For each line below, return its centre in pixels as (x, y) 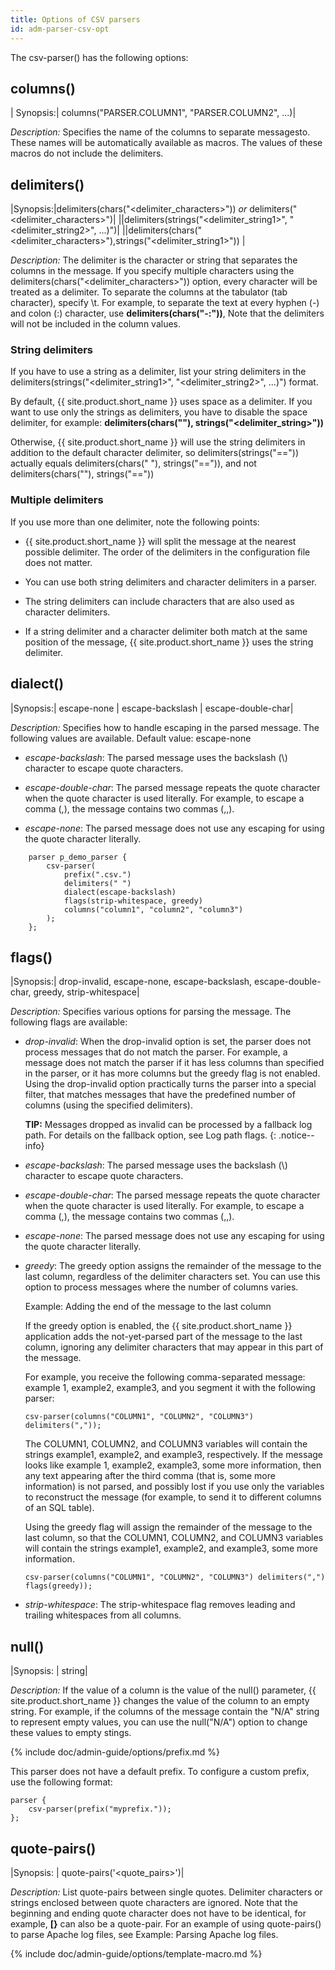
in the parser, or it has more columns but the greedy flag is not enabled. (172, 1073)
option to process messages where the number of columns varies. (161, 1287)
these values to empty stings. (71, 1733)
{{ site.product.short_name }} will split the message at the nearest (160, 541)
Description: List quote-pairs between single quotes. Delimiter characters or (166, 1892)
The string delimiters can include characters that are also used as (159, 601)
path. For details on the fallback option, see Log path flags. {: (150, 1135)
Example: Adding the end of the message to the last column (148, 1307)
